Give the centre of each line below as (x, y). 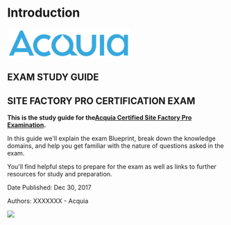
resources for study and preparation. (60, 174)
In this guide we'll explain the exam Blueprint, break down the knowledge (112, 139)
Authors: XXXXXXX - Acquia (48, 201)
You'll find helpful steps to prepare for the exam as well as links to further (112, 167)
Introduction (44, 13)
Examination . (27, 125)
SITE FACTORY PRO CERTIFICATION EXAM (101, 101)
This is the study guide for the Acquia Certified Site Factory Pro (100, 118)
